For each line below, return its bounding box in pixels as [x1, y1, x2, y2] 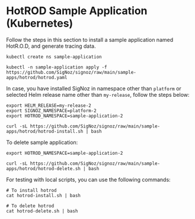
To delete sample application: [6, 139, 78, 146]
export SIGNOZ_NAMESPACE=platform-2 [6, 107, 97, 113]
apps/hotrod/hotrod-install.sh [6, 128, 84, 134]
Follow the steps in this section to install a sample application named [6, 36, 174, 43]
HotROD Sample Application [6, 4, 148, 18]
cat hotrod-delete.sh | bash [6, 208, 78, 214]
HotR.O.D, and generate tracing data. [6, 43, 96, 50]
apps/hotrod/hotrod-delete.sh [6, 165, 81, 172]
